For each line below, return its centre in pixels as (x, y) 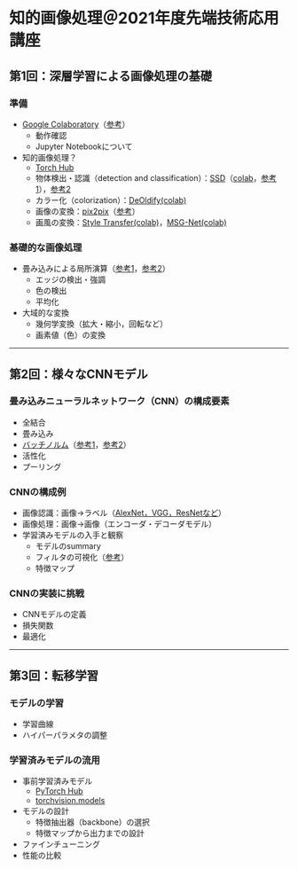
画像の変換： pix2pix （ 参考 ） (87, 211)
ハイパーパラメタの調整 (65, 735)
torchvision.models (70, 801)
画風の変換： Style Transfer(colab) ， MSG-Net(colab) (131, 222)
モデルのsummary (68, 546)
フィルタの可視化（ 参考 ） (82, 557)
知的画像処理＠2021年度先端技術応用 (144, 18)
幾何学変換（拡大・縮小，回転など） (102, 324)
